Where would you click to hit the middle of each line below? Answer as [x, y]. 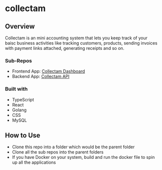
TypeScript [23, 99]
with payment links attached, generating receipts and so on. [65, 48]
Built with [16, 89]
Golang [19, 110]
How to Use [23, 135]
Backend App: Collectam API [41, 77]
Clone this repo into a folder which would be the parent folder [73, 147]
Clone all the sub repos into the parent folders [58, 152]
